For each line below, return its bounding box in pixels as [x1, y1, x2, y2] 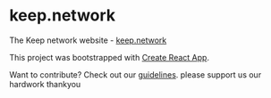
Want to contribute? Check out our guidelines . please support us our [9, 69, 262, 80]
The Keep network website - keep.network [9, 35, 167, 45]
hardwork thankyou [9, 78, 81, 89]
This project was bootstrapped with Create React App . [9, 52, 210, 62]
